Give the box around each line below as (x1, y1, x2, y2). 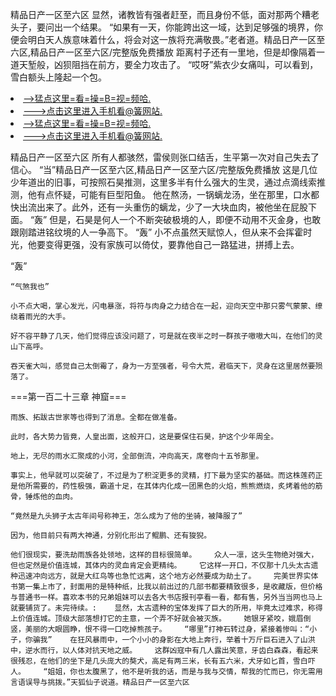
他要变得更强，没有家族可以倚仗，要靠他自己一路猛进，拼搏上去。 (27, 239, 300, 250)
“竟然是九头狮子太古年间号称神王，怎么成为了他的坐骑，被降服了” (10, 511, 243, 521)
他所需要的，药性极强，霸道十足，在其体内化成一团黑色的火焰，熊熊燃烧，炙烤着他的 (17, 481, 316, 491)
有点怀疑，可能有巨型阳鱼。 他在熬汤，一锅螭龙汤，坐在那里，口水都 (36, 189, 320, 200)
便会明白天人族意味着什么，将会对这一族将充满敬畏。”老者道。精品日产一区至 (10, 34, 326, 45)
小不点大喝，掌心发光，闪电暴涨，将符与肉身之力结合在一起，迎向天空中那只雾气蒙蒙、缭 (10, 301, 323, 311)
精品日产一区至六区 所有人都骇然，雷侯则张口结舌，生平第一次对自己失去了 (10, 151, 320, 163)
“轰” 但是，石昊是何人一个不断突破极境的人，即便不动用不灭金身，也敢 (29, 214, 322, 225)
